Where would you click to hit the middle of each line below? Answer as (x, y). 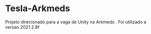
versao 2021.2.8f (22, 27)
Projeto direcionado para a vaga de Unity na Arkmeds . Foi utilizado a (76, 22)
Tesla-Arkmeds (38, 8)
